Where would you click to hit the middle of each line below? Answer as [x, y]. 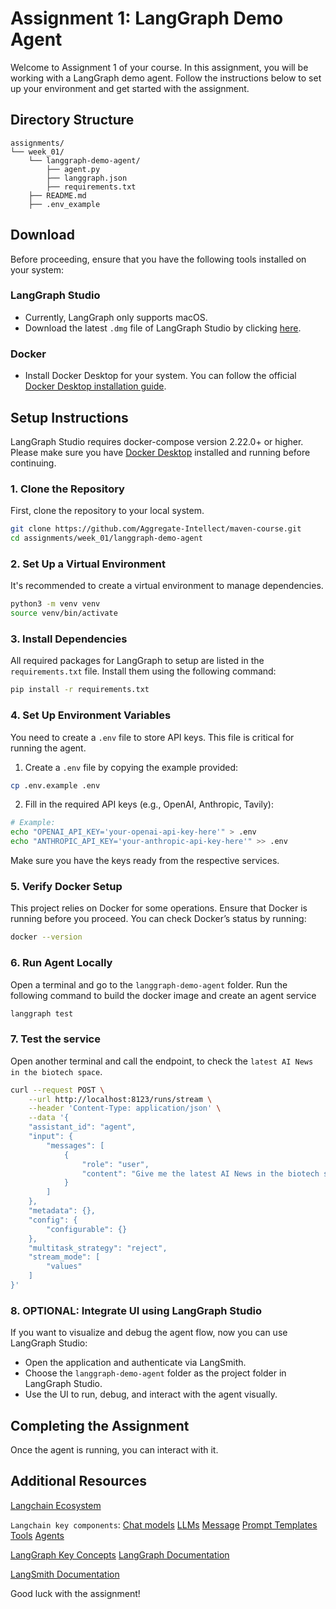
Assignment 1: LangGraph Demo [147, 18]
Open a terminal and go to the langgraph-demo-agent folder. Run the [149, 984]
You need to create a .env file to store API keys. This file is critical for [152, 737]
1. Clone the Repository [67, 489]
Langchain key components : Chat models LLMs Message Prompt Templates [164, 1524]
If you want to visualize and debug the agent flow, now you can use [149, 1333]
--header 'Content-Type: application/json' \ [125, 1108]
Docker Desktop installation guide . [95, 386]
